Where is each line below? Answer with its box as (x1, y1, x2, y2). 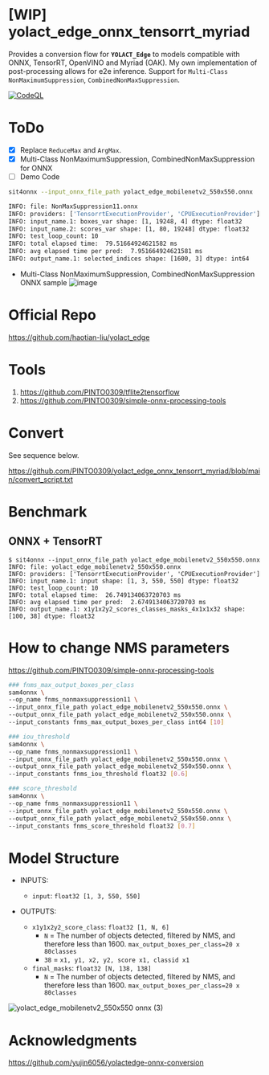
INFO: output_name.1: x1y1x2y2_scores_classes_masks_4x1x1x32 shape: (8, 605, 247, 613)
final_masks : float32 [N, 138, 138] (31, 963, 152, 973)
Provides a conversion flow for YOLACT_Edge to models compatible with (8, 49, 241, 59)
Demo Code (19, 172, 60, 182)
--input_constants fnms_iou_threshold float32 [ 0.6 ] (8, 770, 189, 779)
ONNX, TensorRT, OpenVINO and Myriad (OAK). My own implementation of (8, 58, 258, 67)
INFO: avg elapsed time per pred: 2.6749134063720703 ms (8, 598, 206, 606)
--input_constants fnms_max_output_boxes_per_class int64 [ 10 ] (8, 718, 225, 726)
